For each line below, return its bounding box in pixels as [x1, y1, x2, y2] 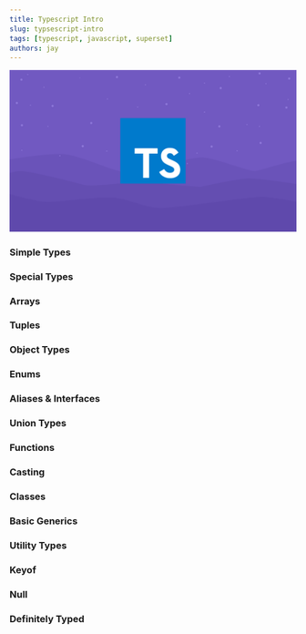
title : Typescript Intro [9, 15, 104, 24]
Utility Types [9, 538, 67, 551]
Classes [9, 490, 46, 503]
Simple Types [9, 246, 71, 259]
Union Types [9, 417, 66, 430]
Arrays [9, 294, 41, 307]
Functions [9, 442, 55, 455]
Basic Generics [9, 515, 78, 527]
